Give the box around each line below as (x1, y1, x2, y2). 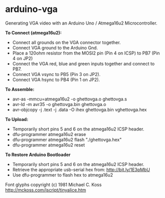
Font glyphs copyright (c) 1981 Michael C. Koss (5, 181, 102, 187)
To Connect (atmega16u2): (5, 29, 62, 35)
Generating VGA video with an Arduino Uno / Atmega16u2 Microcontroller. (5, 20, 157, 26)
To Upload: (5, 116, 28, 122)
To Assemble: (5, 86, 34, 92)
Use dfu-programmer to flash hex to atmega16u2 (12, 171, 113, 178)
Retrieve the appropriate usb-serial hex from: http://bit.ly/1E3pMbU (12, 166, 150, 172)
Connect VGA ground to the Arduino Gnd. (12, 44, 98, 50)
